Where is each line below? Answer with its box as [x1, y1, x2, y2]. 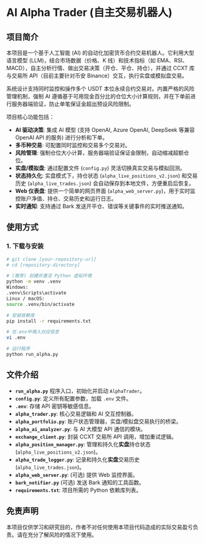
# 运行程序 [6, 346, 30, 352]
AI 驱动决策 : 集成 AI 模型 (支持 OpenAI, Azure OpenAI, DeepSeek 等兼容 [15, 126, 195, 133]
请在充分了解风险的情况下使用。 [16, 531, 97, 538]
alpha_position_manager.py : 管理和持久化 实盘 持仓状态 [15, 440, 151, 448]
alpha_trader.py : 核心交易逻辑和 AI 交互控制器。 [15, 410, 137, 417]
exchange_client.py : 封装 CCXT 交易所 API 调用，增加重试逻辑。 [15, 433, 177, 440]
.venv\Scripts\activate [6, 290, 67, 296]
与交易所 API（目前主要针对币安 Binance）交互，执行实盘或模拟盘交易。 [6, 72, 188, 79]
